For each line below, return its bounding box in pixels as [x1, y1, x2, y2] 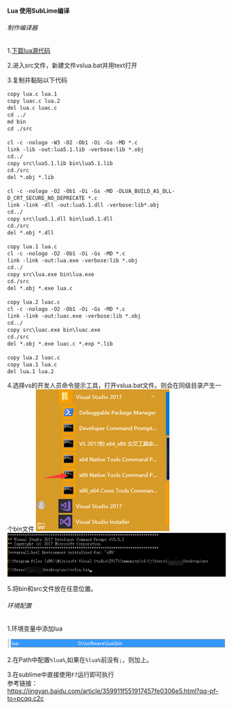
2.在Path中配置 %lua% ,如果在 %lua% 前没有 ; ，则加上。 [7, 656, 153, 664]
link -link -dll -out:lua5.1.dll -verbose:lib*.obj [7, 201, 159, 208]
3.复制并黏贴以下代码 [7, 76, 68, 84]
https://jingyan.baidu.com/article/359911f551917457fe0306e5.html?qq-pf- [7, 687, 218, 695]
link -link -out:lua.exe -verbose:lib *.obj [7, 257, 138, 264]
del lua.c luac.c [7, 104, 58, 111]
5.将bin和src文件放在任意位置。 [7, 584, 97, 592]
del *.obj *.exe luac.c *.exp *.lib [7, 340, 113, 347]
